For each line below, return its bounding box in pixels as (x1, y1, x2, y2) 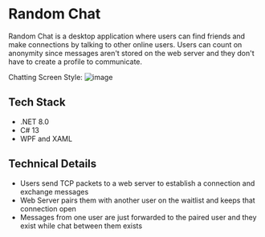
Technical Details (8, 157, 97, 171)
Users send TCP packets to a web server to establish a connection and (19, 178, 255, 188)
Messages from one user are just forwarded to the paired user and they (19, 212, 257, 222)
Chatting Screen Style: (8, 72, 83, 82)
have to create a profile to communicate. (8, 57, 143, 66)
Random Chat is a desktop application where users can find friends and (8, 31, 246, 41)
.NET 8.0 (19, 117, 50, 127)
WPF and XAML (19, 134, 73, 143)
